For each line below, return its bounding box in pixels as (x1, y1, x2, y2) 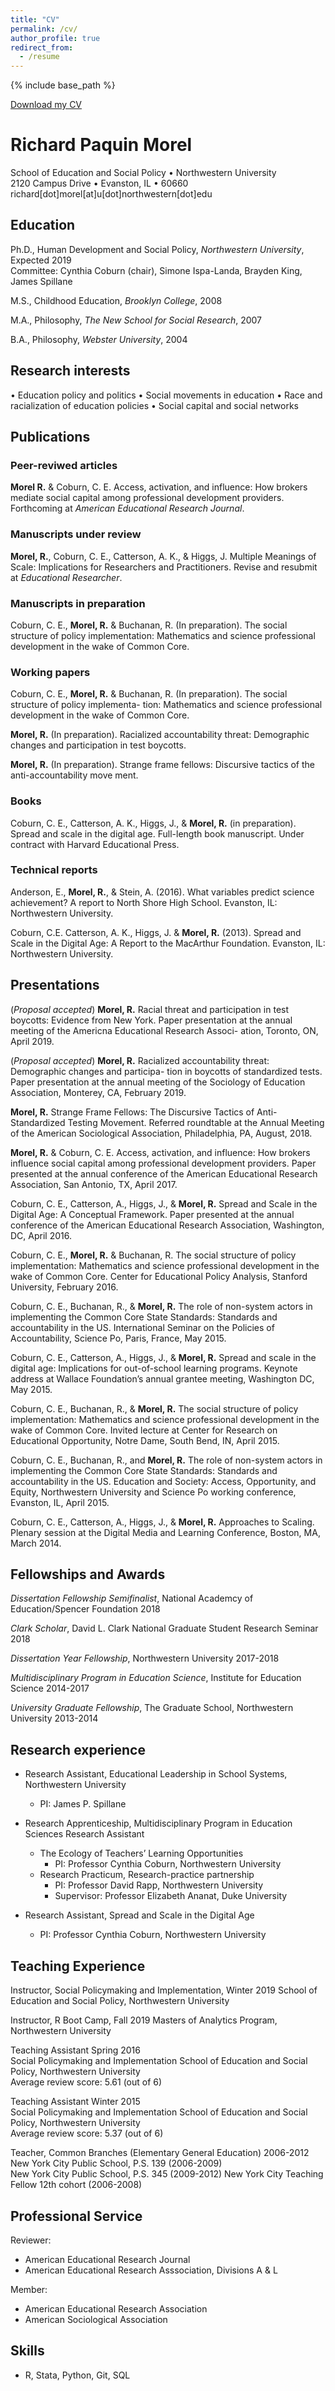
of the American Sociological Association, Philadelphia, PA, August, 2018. (10, 1127, 313, 1139)
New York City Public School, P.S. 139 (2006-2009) (10, 2157, 223, 2170)
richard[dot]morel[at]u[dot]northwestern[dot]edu (10, 188, 213, 200)
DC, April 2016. (10, 1229, 72, 1241)
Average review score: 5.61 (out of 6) (10, 2076, 163, 2088)
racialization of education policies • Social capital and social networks (10, 399, 300, 411)
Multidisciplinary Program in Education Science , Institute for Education (10, 1672, 302, 1684)
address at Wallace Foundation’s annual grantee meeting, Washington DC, (10, 1372, 315, 1385)
